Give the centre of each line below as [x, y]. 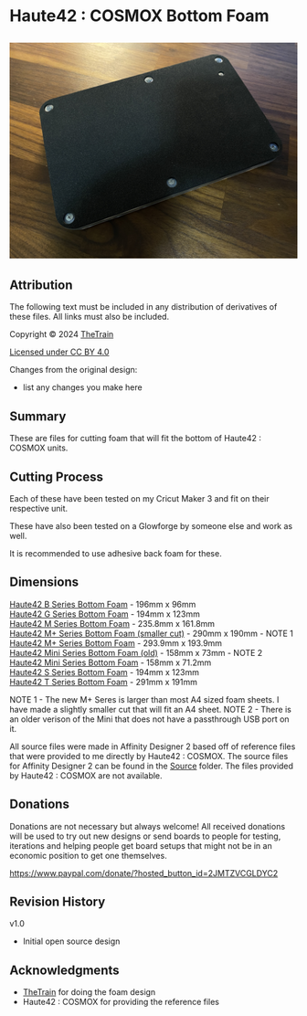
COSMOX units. [39, 448]
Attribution [41, 285]
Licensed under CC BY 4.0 [59, 352]
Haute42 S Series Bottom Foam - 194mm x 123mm [104, 672]
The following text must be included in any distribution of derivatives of [143, 307]
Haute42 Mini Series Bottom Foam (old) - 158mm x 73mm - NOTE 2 [136, 652]
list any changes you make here [83, 387]
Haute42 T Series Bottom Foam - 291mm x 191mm [104, 682]
